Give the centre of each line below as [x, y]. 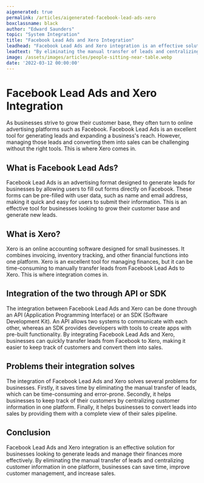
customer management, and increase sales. [61, 473]
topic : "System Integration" [43, 35]
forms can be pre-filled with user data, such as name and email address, [97, 196]
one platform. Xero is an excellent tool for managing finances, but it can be [100, 262]
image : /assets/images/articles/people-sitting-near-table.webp [89, 57]
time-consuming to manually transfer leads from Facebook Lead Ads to [96, 268]
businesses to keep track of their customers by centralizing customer [93, 400]
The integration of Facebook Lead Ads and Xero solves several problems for [102, 381]
